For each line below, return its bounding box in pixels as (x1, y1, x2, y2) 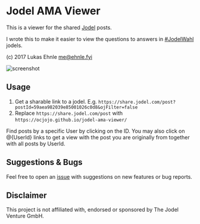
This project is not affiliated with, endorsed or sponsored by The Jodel (6, 206, 179, 213)
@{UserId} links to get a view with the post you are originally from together (6, 133, 190, 141)
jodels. (6, 42, 23, 49)
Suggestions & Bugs (6, 157, 83, 167)
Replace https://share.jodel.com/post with (14, 109, 123, 117)
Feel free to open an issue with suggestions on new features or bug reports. (6, 173, 192, 180)
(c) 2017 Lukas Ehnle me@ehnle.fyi (6, 53, 92, 60)
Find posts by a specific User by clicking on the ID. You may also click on (6, 127, 185, 135)
